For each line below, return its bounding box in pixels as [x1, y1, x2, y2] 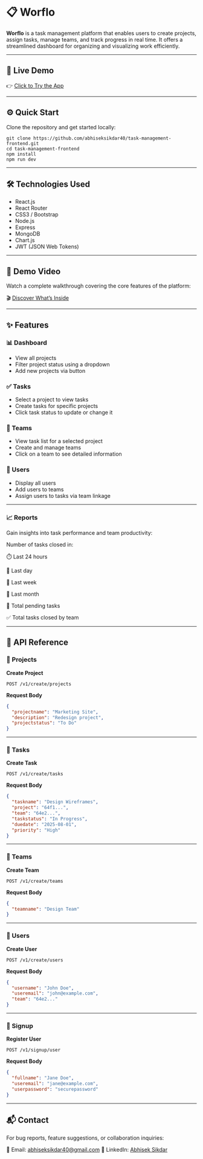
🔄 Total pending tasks [6, 602, 60, 610]
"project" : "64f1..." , [11, 805, 69, 811]
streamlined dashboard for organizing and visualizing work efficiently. [6, 42, 180, 50]
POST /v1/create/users [6, 957, 63, 963]
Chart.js [14, 237, 35, 244]
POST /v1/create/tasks [6, 771, 63, 777]
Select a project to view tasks [14, 396, 89, 403]
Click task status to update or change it [14, 409, 113, 416]
